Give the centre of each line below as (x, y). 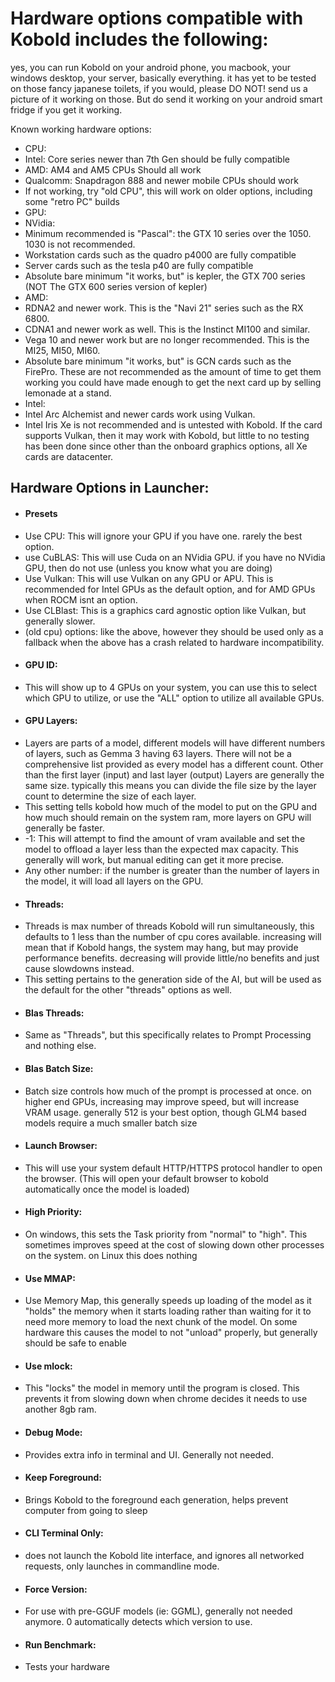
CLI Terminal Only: (64, 1533)
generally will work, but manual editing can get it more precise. (154, 859)
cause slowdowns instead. (79, 969)
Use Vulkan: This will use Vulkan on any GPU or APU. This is (149, 578)
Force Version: (56, 1589)
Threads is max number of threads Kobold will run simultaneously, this (169, 926)
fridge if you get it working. (66, 109)
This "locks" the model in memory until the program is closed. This (162, 1388)
